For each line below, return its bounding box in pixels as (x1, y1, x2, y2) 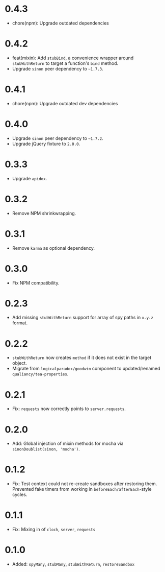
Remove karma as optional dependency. (12, 245, 95, 251)
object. (12, 360, 27, 366)
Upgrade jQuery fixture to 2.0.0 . (12, 140, 80, 147)
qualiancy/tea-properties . (12, 371, 69, 377)
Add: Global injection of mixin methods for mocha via (12, 440, 124, 447)
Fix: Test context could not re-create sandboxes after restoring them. (12, 481, 157, 487)
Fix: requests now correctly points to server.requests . (12, 406, 126, 412)
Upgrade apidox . (12, 175, 47, 181)
